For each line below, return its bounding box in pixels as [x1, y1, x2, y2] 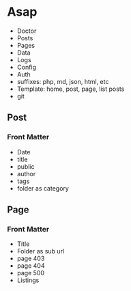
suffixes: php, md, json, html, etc [16, 77, 109, 85]
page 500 [16, 269, 45, 277]
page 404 [16, 262, 45, 270]
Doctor [16, 27, 37, 35]
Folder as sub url [16, 247, 65, 255]
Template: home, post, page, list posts [16, 85, 125, 93]
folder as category [16, 184, 70, 192]
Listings [16, 276, 40, 284]
